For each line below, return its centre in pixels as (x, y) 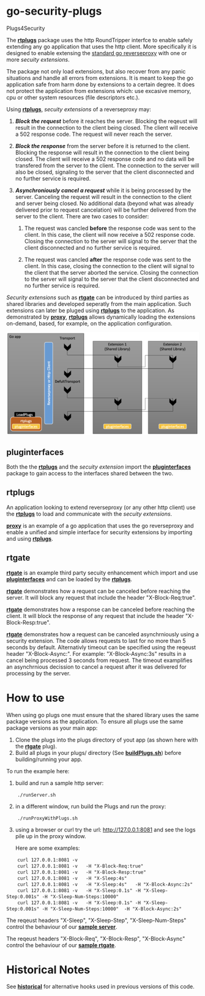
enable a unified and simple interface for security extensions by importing (99, 532)
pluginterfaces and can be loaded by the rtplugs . (69, 579)
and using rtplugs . (30, 538)
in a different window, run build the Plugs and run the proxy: (91, 806)
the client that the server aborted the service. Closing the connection (111, 272)
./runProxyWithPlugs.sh (48, 818)
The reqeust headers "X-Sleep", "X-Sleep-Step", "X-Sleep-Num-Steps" (96, 920)
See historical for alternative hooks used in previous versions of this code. (100, 987)
